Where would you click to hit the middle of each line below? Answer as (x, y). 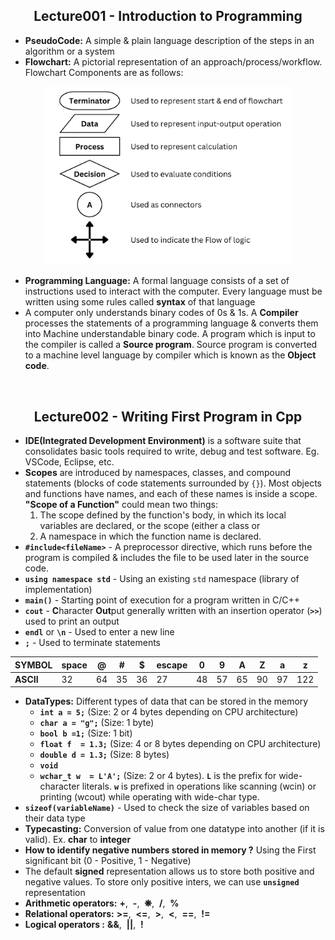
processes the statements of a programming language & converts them (171, 323)
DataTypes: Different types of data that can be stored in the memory (166, 701)
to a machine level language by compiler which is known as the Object (170, 355)
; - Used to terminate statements (92, 643)
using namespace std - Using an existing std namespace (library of (162, 579)
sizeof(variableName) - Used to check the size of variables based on (167, 808)
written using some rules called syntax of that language (140, 302)
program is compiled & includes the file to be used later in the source (167, 558)
